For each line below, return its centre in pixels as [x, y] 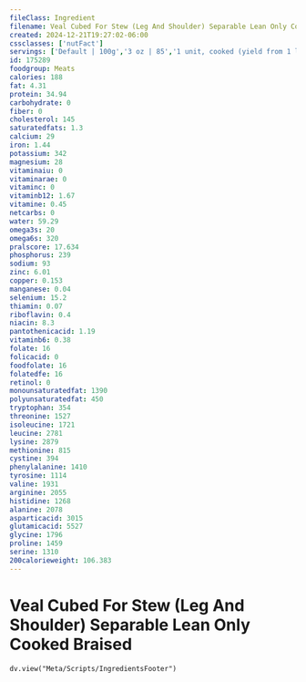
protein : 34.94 [38, 94]
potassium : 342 [38, 153]
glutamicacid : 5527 [46, 527]
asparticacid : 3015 [46, 518]
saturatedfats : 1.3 [46, 129]
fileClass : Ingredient [52, 18]
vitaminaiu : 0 [36, 170]
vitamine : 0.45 [38, 205]
